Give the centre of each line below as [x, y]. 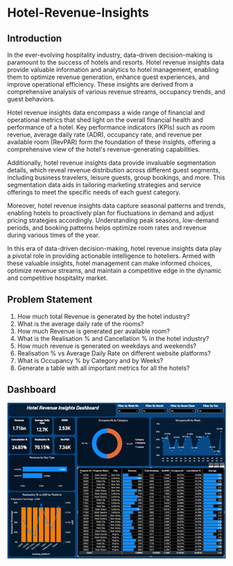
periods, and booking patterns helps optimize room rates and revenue [107, 228]
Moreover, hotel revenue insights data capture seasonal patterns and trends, [116, 205]
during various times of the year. [54, 235]
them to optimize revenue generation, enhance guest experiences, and [109, 77]
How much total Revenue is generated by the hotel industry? [104, 316]
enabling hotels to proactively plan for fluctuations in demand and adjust [111, 213]
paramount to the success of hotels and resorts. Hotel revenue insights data [116, 62]
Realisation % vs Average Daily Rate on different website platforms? [114, 353]
